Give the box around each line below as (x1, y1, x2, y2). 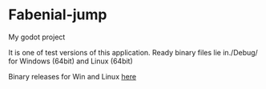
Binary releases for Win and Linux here (8, 71, 137, 81)
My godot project (8, 32, 66, 42)
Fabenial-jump (8, 6, 107, 24)
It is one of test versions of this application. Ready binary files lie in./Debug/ (8, 47, 258, 57)
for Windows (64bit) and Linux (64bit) (8, 56, 134, 66)
